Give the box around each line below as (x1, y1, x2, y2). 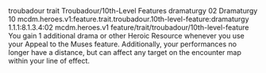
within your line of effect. (8, 57, 90, 65)
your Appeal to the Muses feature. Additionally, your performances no (8, 39, 237, 49)
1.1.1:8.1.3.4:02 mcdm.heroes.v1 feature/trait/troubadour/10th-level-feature (8, 23, 249, 32)
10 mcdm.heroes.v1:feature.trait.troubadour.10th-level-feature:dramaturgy (8, 14, 249, 24)
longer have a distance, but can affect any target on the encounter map (8, 48, 242, 57)
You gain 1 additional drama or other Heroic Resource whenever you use (8, 31, 245, 40)
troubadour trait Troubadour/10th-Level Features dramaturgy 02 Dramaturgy (8, 6, 258, 15)
